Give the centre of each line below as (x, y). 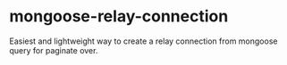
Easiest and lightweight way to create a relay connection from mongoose (143, 41)
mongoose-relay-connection (119, 16)
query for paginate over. (54, 50)
